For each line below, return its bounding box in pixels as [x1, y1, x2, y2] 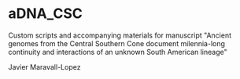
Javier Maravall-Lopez [8, 62, 81, 71]
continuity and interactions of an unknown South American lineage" [8, 47, 227, 56]
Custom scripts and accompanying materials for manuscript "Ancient [8, 31, 232, 40]
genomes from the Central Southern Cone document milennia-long [8, 38, 226, 48]
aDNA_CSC [8, 5, 83, 23]
